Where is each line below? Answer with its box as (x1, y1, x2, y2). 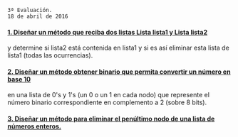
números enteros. (7, 122, 62, 131)
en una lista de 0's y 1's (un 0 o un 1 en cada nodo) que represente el (7, 91, 210, 99)
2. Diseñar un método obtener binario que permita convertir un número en (7, 67, 231, 76)
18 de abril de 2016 (7, 13, 69, 20)
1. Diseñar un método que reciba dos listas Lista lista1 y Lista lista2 (7, 28, 208, 36)
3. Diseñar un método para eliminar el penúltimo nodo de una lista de (7, 114, 215, 123)
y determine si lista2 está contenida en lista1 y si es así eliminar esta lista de (7, 43, 229, 53)
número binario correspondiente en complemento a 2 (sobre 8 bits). (7, 98, 207, 106)
